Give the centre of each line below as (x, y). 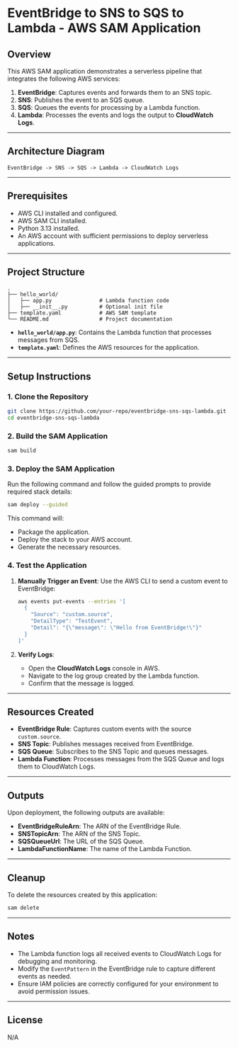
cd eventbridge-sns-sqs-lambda (53, 418)
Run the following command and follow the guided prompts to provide (109, 484)
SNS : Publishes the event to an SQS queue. (81, 100)
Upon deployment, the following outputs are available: (86, 813)
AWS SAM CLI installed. (52, 220)
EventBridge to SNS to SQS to (96, 13)
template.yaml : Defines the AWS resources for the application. (108, 348)
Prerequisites (38, 196)
